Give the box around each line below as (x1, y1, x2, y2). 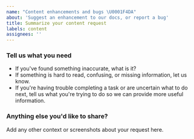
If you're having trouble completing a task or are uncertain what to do (15, 84, 189, 91)
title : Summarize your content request (6, 20, 107, 26)
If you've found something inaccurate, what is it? (15, 65, 137, 73)
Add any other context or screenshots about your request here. (6, 126, 164, 133)
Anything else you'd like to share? (6, 112, 108, 121)
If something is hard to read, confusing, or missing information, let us (15, 71, 187, 79)
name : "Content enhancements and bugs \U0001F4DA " (6, 8, 137, 15)
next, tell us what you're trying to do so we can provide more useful (15, 91, 184, 98)
